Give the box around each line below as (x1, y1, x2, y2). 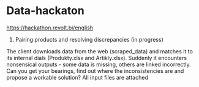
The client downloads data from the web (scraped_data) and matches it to (6, 47, 193, 55)
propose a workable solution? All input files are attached (6, 74, 148, 81)
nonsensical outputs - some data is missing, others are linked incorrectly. (6, 61, 191, 68)
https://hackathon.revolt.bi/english (6, 24, 94, 31)
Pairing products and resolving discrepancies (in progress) (15, 36, 163, 43)
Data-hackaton (6, 4, 84, 18)
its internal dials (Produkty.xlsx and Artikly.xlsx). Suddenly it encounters (6, 54, 187, 61)
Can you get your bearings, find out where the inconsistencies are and (6, 67, 184, 74)
